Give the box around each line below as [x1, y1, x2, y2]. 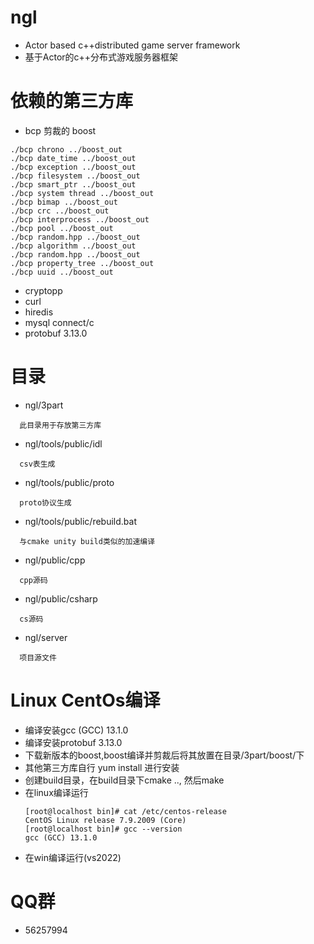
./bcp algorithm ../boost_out [10, 241, 137, 251]
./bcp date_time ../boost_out [10, 153, 137, 163]
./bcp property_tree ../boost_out [10, 258, 155, 268]
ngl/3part [24, 399, 64, 411]
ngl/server [24, 631, 68, 643]
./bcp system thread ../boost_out [10, 188, 155, 198]
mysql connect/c [24, 316, 95, 328]
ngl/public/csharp [24, 592, 98, 605]
